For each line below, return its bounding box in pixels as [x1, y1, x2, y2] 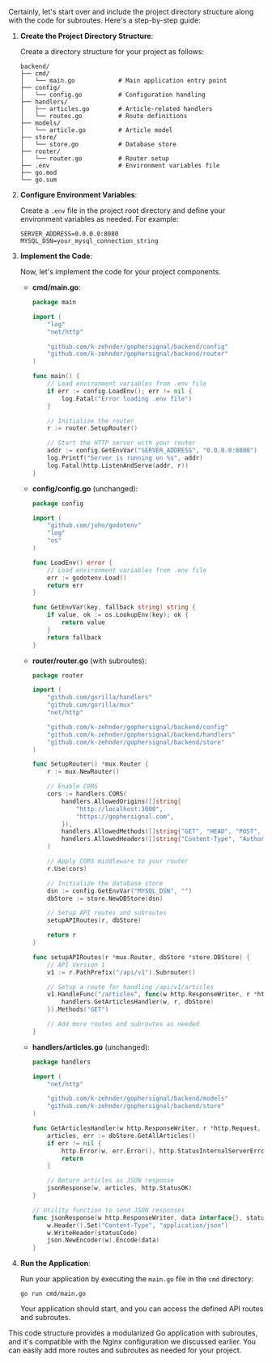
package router [32, 671, 83, 679]
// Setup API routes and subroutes [47, 909, 168, 917]
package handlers [32, 1058, 91, 1066]
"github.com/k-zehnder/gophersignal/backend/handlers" [47, 730, 236, 739]
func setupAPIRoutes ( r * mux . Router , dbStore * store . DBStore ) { [32, 953, 251, 962]
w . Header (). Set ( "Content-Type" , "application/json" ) [47, 1221, 229, 1229]
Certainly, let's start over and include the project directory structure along [8, 7, 254, 16]
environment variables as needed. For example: [19, 214, 180, 223]
